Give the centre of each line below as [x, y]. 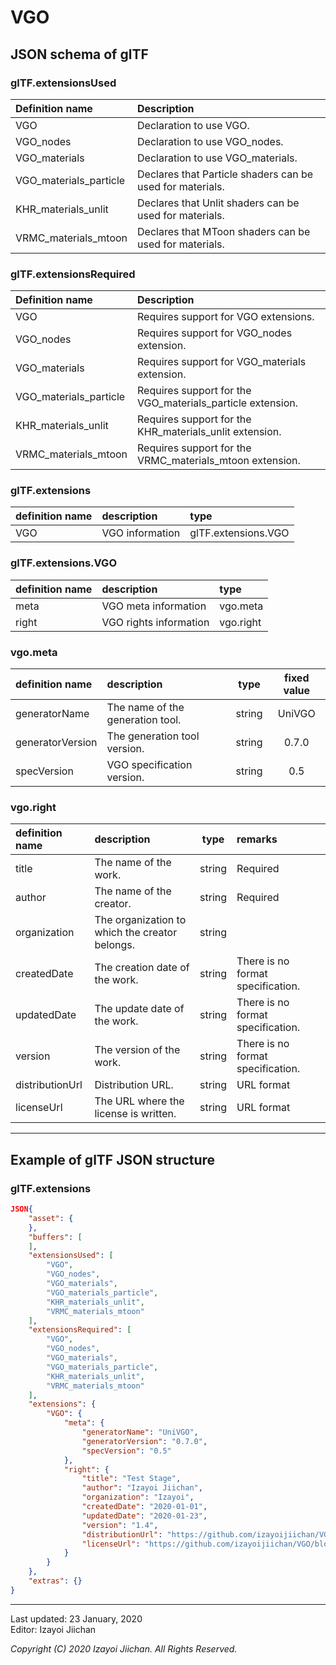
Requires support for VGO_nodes [215, 333]
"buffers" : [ [55, 1237]
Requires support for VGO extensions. [226, 317]
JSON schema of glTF [79, 54]
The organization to [140, 920]
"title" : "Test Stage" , [131, 1479]
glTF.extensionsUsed [63, 83]
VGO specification [149, 765]
